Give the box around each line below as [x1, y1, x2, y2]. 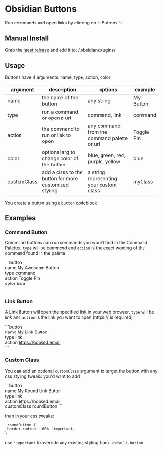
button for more [42, 175, 78, 182]
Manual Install [5, 34, 49, 43]
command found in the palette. [5, 250, 67, 256]
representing [87, 175, 117, 182]
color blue [5, 281, 25, 286]
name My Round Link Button [5, 388, 62, 394]
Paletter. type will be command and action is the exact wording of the [5, 245, 145, 251]
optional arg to [42, 148, 76, 155]
